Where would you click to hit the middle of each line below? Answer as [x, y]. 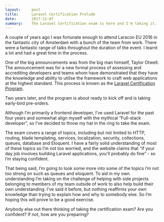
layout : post [23, 10]
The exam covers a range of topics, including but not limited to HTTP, [75, 133]
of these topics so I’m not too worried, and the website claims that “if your [80, 148]
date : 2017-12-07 [29, 19]
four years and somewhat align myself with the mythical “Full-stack [73, 118]
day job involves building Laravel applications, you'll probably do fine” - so [80, 154]
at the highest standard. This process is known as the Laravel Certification [80, 83]
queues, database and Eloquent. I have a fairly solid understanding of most [81, 143]
